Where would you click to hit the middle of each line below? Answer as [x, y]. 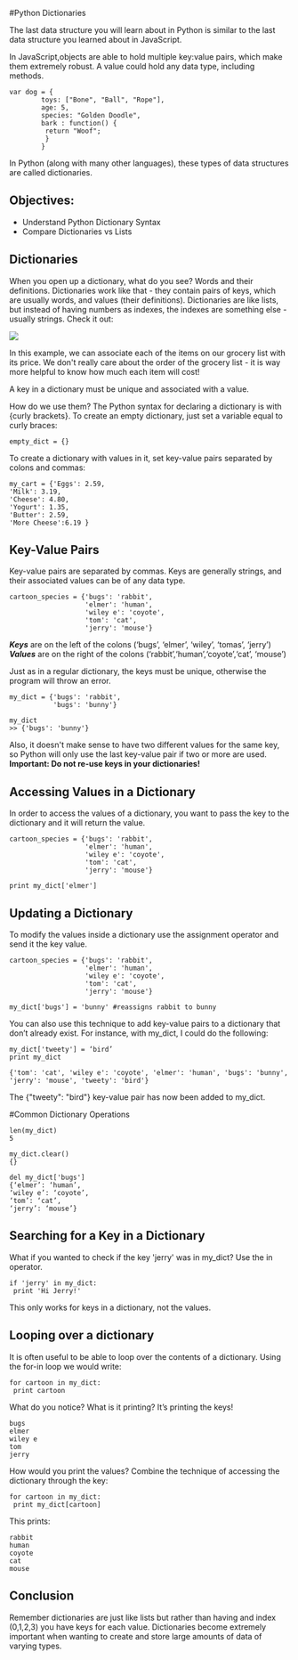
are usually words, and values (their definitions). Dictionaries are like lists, [144, 300]
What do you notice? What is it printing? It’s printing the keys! [121, 1407]
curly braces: [33, 425]
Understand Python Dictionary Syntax [92, 222]
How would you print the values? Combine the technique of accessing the [145, 1471]
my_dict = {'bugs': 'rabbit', [65, 697]
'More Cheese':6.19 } [49, 523]
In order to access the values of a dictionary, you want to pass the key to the [149, 813]
